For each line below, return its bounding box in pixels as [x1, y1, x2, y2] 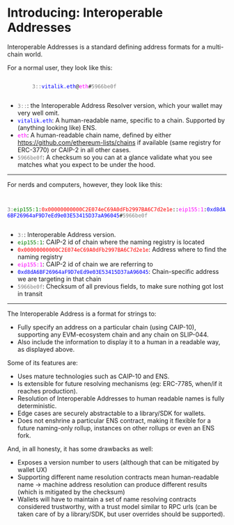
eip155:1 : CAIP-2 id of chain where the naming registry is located [17, 238, 205, 246]
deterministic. [17, 401, 57, 410]
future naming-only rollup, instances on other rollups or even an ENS [17, 423, 214, 432]
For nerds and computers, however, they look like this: [7, 180, 162, 188]
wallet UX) [17, 465, 47, 474]
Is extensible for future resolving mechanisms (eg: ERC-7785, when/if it [17, 379, 223, 387]
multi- [206, 42, 224, 51]
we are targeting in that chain [17, 275, 102, 283]
